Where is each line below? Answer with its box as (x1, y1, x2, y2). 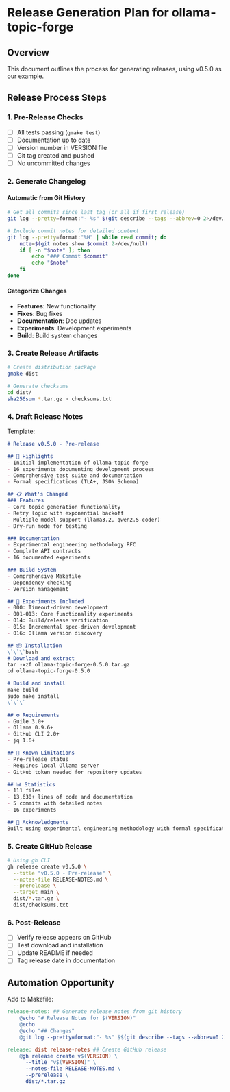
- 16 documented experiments (7, 554, 90, 561)
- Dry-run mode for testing (7, 522, 88, 529)
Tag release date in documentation (16, 956, 116, 964)
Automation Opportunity (7, 977, 114, 988)
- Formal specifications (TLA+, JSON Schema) (7, 478, 139, 485)
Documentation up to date (16, 136, 91, 144)
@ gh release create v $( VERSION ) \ (19, 1052, 118, 1060)
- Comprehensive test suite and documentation (7, 472, 142, 479)
